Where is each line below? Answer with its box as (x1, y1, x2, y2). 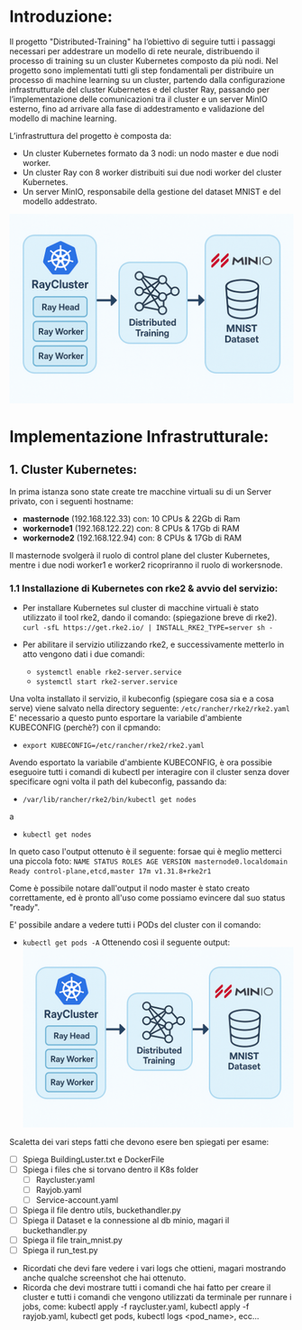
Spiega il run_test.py (22, 1245, 98, 1256)
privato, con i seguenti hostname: (9, 495, 133, 506)
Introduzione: (9, 6, 113, 27)
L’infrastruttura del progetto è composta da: (9, 130, 172, 141)
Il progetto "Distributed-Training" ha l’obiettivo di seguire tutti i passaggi (9, 36, 276, 47)
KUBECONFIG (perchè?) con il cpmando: (9, 722, 161, 733)
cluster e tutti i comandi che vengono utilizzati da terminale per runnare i (22, 1292, 292, 1303)
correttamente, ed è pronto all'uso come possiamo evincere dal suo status (9, 891, 286, 903)
